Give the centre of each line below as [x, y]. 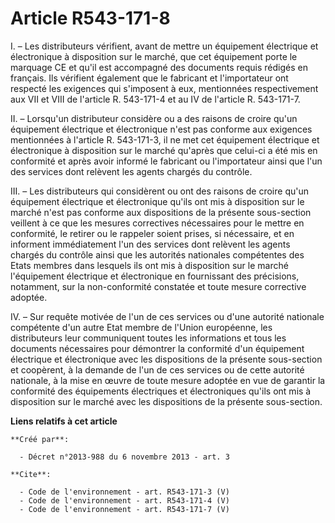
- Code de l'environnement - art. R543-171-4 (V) [124, 500]
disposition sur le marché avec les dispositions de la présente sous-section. [166, 401]
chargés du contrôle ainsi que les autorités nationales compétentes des [157, 254]
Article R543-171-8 [90, 18]
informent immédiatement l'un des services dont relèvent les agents [150, 244]
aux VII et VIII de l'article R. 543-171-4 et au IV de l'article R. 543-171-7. [155, 99]
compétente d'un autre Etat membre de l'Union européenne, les [141, 327]
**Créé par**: [40, 439]
